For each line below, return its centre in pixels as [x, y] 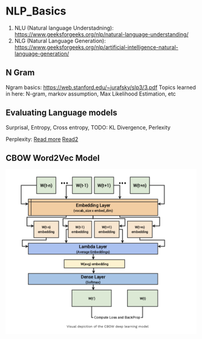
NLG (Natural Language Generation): [60, 41]
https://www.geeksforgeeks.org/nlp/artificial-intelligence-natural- [96, 47]
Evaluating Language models [61, 113]
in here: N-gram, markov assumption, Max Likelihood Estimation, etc [91, 94]
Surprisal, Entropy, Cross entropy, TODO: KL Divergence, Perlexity [88, 127]
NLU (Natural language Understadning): [64, 28]
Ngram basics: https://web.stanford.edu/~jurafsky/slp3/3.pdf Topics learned [101, 87]
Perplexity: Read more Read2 [42, 139]
